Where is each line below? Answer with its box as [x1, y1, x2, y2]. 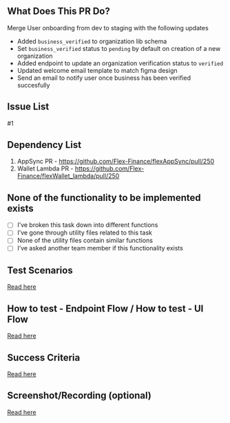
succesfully [17, 80, 50, 89]
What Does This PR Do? [7, 6, 110, 17]
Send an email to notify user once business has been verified [17, 74, 191, 82]
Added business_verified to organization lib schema [17, 37, 167, 45]
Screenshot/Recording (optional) [7, 390, 151, 402]
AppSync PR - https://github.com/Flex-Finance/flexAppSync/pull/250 [17, 158, 215, 166]
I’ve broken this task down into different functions [17, 221, 158, 229]
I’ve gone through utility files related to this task [17, 228, 153, 237]
